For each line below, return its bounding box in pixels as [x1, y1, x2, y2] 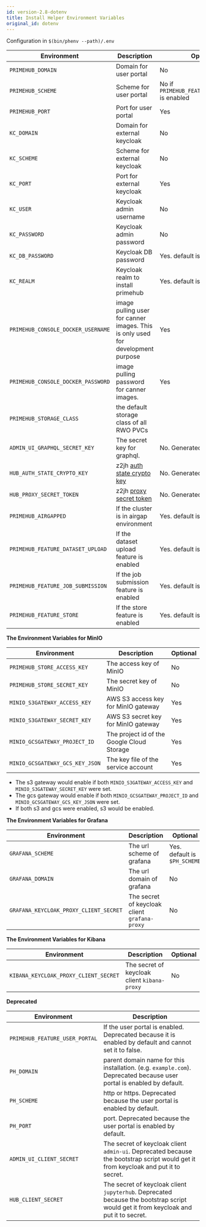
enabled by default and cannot [103, 1038, 192, 1047]
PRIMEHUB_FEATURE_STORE [9, 612, 79, 619]
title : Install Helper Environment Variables [6, 15, 124, 21]
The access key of [106, 660, 159, 668]
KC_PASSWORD [9, 231, 45, 238]
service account [106, 763, 153, 771]
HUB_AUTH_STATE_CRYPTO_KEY [9, 470, 88, 477]
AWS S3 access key [106, 695, 164, 703]
